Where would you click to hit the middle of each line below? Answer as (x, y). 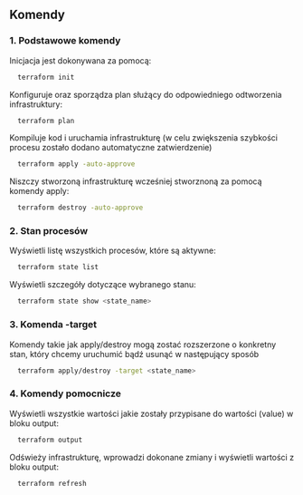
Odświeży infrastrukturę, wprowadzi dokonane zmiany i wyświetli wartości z (152, 457)
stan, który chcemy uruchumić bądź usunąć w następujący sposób (134, 354)
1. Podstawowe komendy (65, 41)
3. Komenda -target (53, 325)
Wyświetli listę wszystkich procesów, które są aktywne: (113, 251)
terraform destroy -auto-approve (80, 208)
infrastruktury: (36, 104)
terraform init (46, 77)
